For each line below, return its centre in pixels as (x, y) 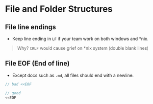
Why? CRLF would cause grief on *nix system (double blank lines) (83, 48)
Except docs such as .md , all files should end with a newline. (73, 75)
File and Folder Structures (59, 9)
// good (13, 93)
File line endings (31, 27)
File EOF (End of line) (38, 64)
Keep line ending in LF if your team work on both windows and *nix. (80, 39)
